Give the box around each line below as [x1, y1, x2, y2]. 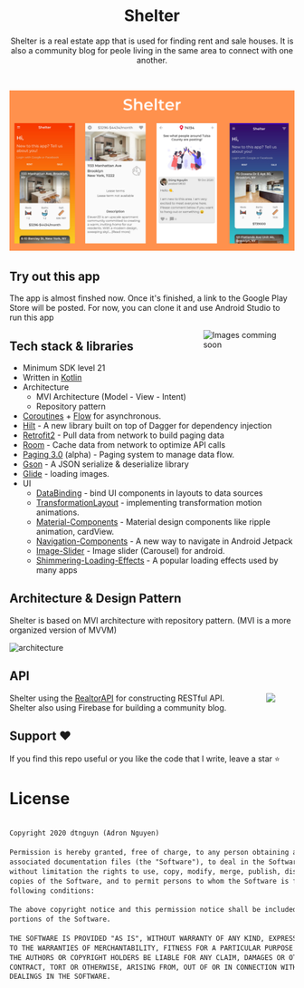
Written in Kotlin [22, 373, 82, 383]
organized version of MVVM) [9, 625, 118, 635]
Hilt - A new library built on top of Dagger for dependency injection [22, 421, 272, 431]
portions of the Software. [9, 915, 111, 925]
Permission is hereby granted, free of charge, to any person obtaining [9, 848, 290, 857]
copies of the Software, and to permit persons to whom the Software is [9, 877, 290, 886]
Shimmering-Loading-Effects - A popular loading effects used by [35, 555, 279, 567]
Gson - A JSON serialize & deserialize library [22, 459, 190, 470]
